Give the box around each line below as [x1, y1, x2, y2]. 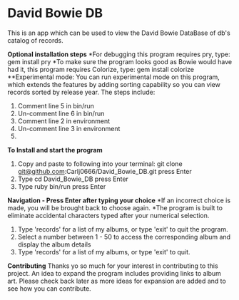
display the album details [17, 240, 91, 249]
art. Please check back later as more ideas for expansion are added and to [7, 276, 226, 285]
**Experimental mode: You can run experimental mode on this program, [7, 73, 220, 81]
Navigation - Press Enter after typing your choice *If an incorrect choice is [7, 196, 230, 205]
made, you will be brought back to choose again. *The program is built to [7, 203, 223, 212]
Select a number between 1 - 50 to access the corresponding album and [17, 232, 230, 241]
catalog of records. [7, 36, 63, 44]
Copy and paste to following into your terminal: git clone [17, 159, 183, 168]
